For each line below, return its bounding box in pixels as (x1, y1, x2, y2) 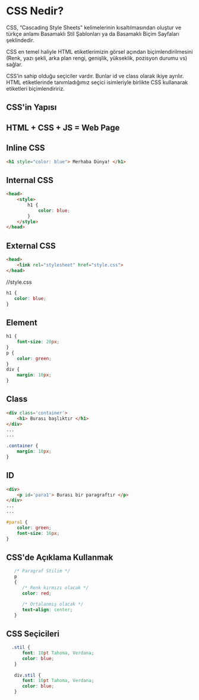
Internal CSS (6, 175, 53, 185)
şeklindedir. (6, 36, 34, 44)
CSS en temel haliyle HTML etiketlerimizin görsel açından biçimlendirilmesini (6, 48, 193, 55)
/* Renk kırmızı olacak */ (21, 585, 89, 591)
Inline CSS (6, 143, 45, 153)
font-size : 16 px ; (17, 530, 60, 536)
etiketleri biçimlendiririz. (6, 85, 65, 92)
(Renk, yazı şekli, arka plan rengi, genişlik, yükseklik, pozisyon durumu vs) (6, 54, 188, 61)
